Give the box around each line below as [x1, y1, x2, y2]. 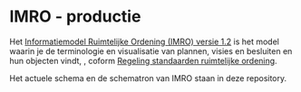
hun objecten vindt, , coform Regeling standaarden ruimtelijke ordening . [9, 55, 278, 66]
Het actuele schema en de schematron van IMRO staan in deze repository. [9, 72, 287, 83]
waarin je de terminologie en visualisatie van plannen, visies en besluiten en [9, 45, 293, 56]
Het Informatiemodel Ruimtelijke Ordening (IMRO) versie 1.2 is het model [9, 36, 279, 47]
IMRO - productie [9, 6, 141, 27]
